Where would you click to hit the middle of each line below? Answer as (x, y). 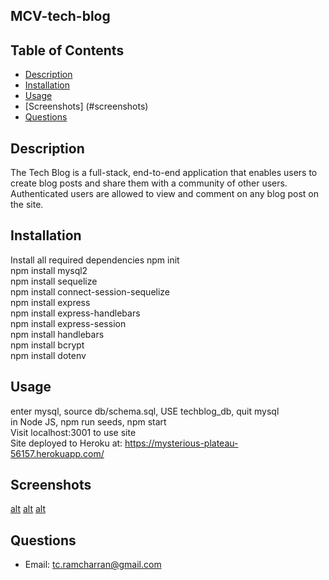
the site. (27, 205)
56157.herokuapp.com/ (57, 453)
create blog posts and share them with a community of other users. (149, 183)
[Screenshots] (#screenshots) (86, 106)
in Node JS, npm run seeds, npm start (88, 421)
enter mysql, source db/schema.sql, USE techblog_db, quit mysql (145, 411)
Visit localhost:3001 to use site (73, 432)
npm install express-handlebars (75, 313)
